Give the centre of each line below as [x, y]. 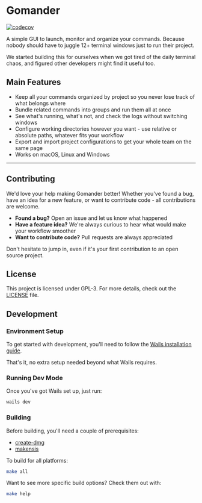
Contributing [31, 179]
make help [19, 494]
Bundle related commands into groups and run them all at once [93, 110]
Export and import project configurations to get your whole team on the [103, 142]
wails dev [19, 402]
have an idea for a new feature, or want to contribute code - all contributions [101, 200]
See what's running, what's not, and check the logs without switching [101, 116]
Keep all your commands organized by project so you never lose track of [105, 96]
